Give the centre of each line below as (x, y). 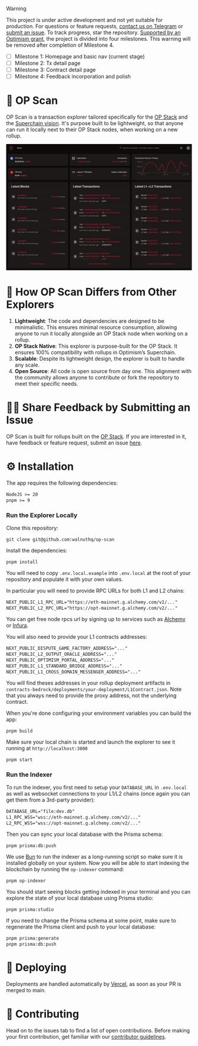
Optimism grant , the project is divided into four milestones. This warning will (98, 39)
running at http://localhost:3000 (47, 748)
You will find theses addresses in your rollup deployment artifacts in (88, 683)
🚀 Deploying (36, 968)
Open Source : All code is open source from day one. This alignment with (103, 371)
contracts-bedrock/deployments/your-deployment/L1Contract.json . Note (94, 689)
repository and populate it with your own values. (65, 579)
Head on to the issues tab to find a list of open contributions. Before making (98, 1031)
